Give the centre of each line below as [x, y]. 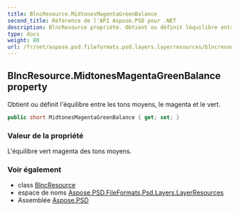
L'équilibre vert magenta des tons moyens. [70, 151]
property [27, 87]
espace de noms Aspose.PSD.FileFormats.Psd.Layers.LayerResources [121, 192]
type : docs [23, 34]
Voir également [34, 170]
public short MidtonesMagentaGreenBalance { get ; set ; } [94, 117]
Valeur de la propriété [46, 135]
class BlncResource [47, 185]
